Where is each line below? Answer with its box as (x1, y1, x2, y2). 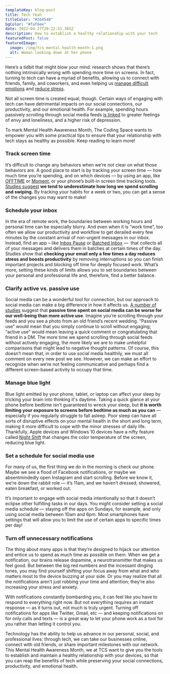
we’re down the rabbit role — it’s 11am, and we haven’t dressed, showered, (5, 479, 161, 486)
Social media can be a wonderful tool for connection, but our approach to (5, 297, 159, 303)
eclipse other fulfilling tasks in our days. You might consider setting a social (5, 500, 163, 506)
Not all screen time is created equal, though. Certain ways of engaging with (5, 95, 163, 102)
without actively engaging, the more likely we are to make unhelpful (5, 340, 147, 346)
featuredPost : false (5, 36, 49, 41)
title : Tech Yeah (5, 12, 42, 17)
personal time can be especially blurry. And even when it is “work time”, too (5, 224, 163, 230)
